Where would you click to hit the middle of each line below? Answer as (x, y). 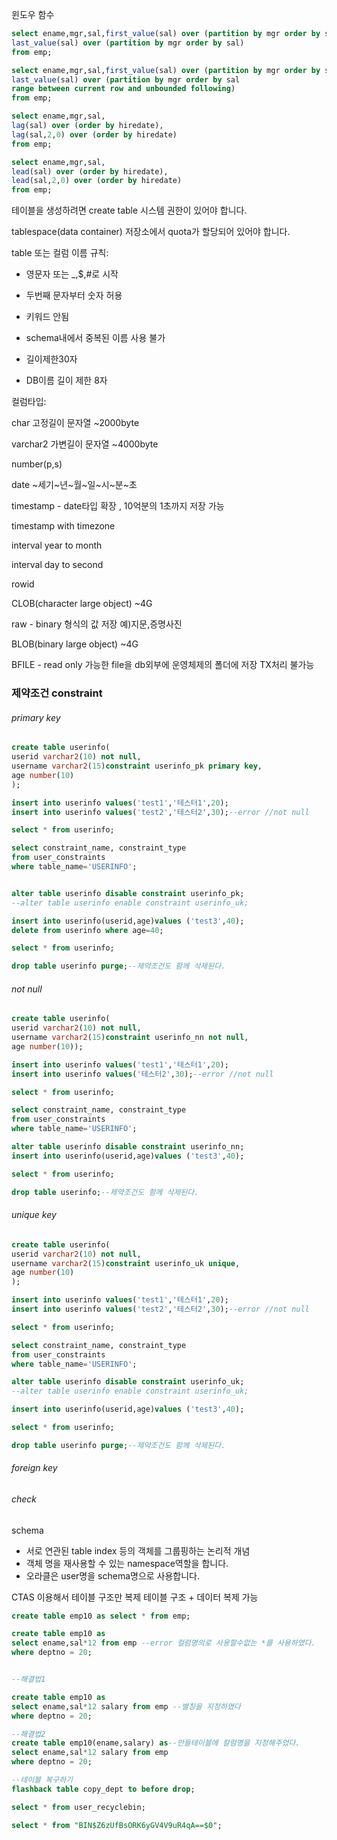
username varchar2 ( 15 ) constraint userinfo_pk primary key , (137, 766)
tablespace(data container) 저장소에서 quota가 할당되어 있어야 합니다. (151, 232)
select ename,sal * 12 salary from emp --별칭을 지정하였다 (126, 1706)
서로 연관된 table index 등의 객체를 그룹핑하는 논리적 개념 (138, 1550)
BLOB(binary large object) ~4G (75, 644)
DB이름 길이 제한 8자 (66, 380)
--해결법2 (28, 1734)
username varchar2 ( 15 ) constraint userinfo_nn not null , (130, 1038)
